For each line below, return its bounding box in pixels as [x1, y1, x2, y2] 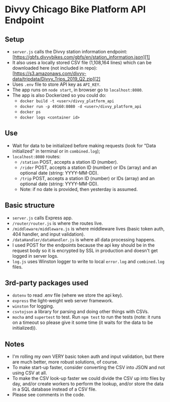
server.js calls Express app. [12, 215, 73, 221]
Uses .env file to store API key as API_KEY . [12, 81, 101, 87]
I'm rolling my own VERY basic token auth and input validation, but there [12, 353, 164, 360]
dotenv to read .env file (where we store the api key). [12, 292, 123, 298]
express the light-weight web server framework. [12, 298, 114, 304]
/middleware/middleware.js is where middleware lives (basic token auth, [12, 225, 165, 232]
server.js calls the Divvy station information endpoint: [12, 49, 128, 54]
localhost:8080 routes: [12, 153, 61, 160]
